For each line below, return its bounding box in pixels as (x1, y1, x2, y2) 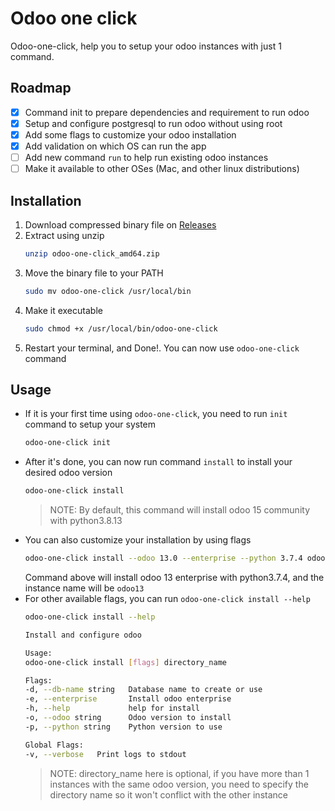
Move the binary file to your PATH (24, 267, 164, 279)
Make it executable (24, 304, 103, 316)
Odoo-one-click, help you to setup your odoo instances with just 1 (10, 40, 282, 52)
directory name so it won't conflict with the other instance (49, 788, 288, 801)
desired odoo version (24, 467, 113, 479)
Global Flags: (24, 740, 84, 750)
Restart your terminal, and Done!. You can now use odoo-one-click (24, 342, 300, 354)
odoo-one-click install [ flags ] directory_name (24, 657, 227, 667)
